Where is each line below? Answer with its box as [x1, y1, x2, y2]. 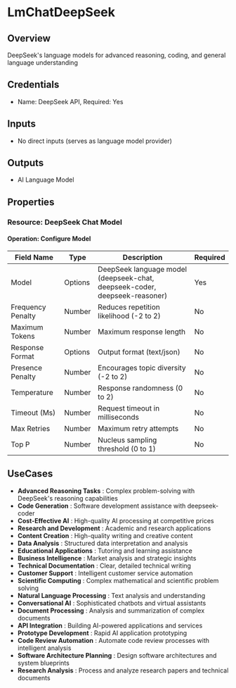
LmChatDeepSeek [7, 4, 116, 20]
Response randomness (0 [98, 383, 183, 393]
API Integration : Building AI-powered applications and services [17, 621, 203, 630]
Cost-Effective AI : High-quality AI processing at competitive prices [17, 516, 214, 525]
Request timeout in [98, 403, 160, 413]
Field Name [14, 252, 54, 262]
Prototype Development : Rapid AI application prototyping [17, 628, 188, 637]
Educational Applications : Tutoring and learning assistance [17, 546, 193, 555]
